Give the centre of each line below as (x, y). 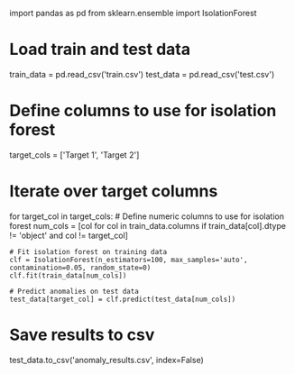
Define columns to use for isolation (143, 111)
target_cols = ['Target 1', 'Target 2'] (74, 155)
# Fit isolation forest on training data (88, 251)
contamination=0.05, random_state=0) (80, 268)
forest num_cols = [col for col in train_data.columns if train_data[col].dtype (148, 225)
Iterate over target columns (114, 192)
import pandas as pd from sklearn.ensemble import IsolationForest (133, 13)
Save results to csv (82, 335)
